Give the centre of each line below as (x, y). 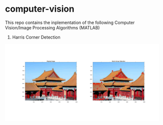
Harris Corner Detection (36, 37)
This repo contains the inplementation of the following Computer (70, 22)
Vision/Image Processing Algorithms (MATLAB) (52, 27)
